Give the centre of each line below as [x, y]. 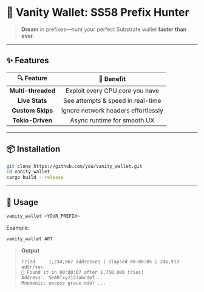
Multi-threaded [32, 91]
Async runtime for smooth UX [112, 120]
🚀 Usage [22, 202]
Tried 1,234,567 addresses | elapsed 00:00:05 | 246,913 [100, 262]
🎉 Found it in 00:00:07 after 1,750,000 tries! [82, 272]
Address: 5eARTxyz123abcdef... [62, 277]
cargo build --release [35, 178]
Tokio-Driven [32, 120]
